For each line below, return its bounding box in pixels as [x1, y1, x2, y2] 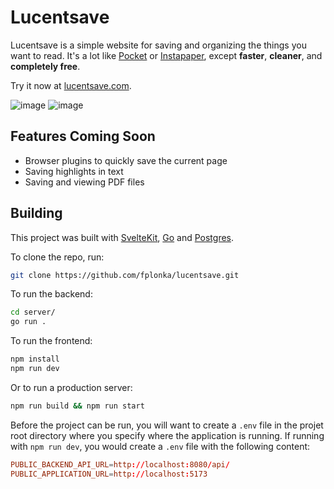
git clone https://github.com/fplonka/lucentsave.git [10, 270, 240, 280]
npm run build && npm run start [10, 401, 145, 411]
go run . [10, 317, 47, 327]
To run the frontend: [10, 335, 93, 347]
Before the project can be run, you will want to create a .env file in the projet [10, 419, 324, 431]
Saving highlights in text [24, 165, 124, 177]
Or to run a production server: [10, 381, 133, 393]
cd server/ [10, 307, 56, 318]
